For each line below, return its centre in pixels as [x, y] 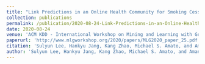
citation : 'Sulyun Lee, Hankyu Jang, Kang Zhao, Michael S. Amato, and [99, 46]
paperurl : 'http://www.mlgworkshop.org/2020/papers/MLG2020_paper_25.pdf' [103, 40]
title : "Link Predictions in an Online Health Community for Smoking [97, 12]
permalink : [20, 23]
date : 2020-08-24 [28, 29]
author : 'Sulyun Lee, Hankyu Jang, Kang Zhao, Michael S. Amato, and [97, 52]
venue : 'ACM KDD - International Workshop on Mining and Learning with [99, 35]
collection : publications [39, 18]
